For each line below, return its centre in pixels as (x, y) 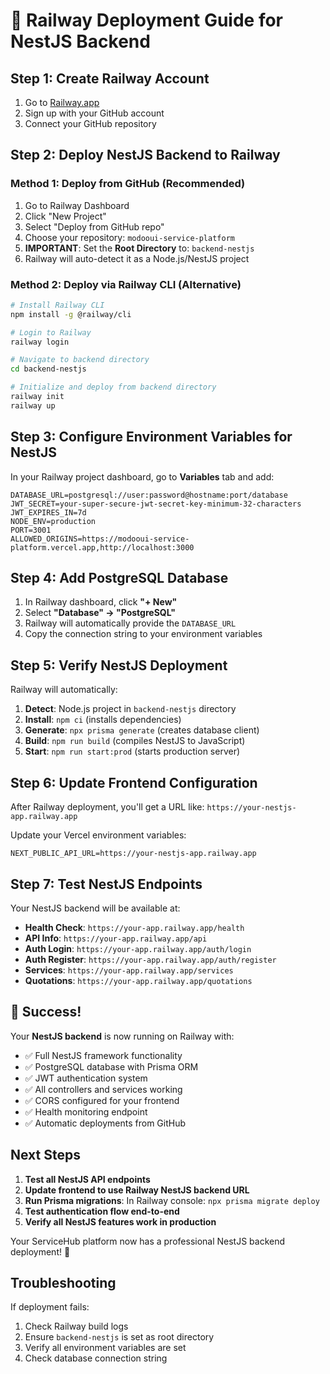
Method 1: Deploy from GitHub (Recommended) (128, 184)
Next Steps (45, 1155)
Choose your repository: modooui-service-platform (129, 237)
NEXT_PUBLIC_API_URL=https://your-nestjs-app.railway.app (133, 854)
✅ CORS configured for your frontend (102, 1100)
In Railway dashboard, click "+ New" (101, 602)
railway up (33, 405)
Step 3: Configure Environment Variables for (151, 437)
